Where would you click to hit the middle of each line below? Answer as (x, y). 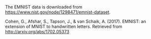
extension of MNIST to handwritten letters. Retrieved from (64, 26)
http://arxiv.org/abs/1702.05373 (37, 32)
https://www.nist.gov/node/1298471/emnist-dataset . (58, 12)
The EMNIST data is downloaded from (44, 7)
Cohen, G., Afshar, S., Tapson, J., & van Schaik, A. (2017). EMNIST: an (75, 21)
